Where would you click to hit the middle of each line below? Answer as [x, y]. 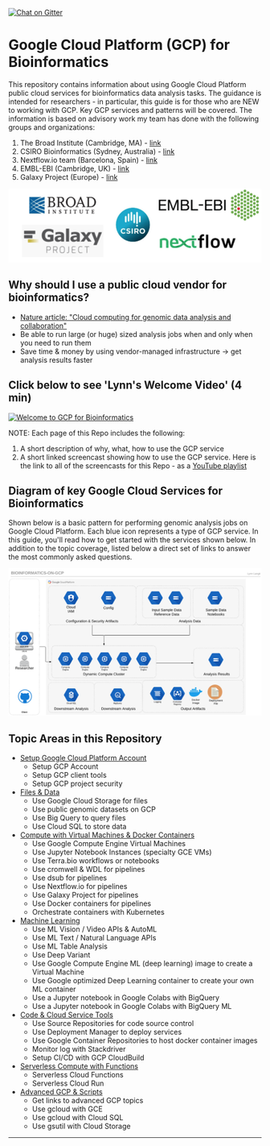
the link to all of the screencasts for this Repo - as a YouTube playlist [133, 465]
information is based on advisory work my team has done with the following [134, 118]
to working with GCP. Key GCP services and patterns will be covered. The [131, 110]
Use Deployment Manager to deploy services [107, 1032]
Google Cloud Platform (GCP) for [119, 45]
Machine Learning [50, 921]
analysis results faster [56, 359]
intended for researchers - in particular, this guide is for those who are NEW [134, 102]
